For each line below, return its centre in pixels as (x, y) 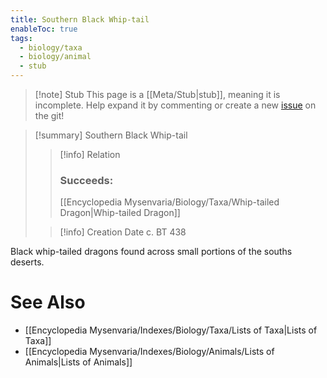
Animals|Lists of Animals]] (78, 362)
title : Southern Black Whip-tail (80, 19)
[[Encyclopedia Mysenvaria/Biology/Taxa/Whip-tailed (169, 202)
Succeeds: (86, 180)
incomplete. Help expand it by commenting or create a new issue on (175, 105)
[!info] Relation (90, 154)
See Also (48, 302)
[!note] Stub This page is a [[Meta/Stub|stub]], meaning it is (157, 94)
